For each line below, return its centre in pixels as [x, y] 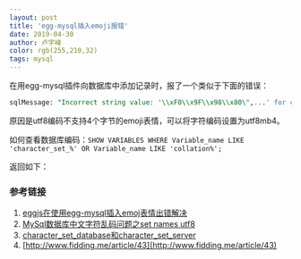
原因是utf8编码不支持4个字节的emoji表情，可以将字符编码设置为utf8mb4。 [147, 121]
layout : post [34, 17]
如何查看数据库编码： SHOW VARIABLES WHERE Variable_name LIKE [127, 139]
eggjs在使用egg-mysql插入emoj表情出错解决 [105, 213]
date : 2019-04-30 [42, 34]
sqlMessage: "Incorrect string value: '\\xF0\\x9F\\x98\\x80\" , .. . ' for [148, 103]
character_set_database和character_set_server [109, 235]
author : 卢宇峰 [35, 42]
